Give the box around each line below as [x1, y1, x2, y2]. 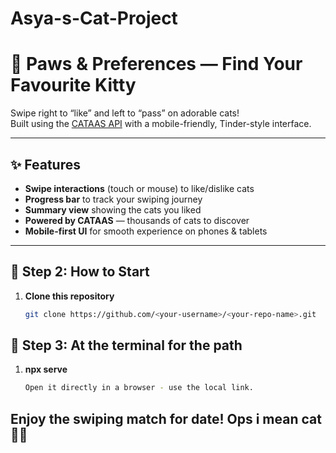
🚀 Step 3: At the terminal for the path [10, 337, 243, 354]
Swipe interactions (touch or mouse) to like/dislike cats [24, 182, 255, 194]
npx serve [24, 363, 68, 376]
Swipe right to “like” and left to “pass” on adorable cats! [10, 107, 240, 119]
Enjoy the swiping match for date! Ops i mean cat [10, 410, 322, 427]
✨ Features [10, 156, 81, 173]
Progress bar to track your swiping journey [24, 193, 203, 205]
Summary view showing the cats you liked [24, 203, 202, 216]
